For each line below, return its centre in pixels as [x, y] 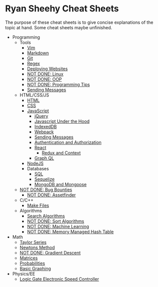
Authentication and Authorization [68, 142]
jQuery [41, 116]
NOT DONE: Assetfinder [51, 195]
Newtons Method [37, 247]
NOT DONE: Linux [45, 74]
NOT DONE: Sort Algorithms [56, 221]
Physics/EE [24, 274]
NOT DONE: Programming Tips [59, 84]
